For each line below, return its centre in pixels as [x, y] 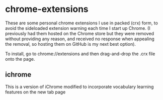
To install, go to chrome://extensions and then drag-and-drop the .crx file [80, 54]
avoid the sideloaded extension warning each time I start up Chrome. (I [78, 28]
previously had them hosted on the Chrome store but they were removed [80, 33]
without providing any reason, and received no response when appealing [80, 39]
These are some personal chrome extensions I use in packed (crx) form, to [81, 23]
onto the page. [20, 59]
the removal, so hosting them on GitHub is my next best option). [71, 44]
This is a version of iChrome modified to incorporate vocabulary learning [80, 87]
